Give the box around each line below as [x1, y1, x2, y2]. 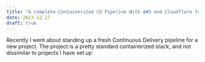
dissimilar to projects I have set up [6, 49, 93, 57]
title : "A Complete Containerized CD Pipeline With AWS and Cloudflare [6, 8, 192, 15]
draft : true [6, 20, 37, 26]
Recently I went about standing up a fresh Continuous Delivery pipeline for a [6, 37, 198, 44]
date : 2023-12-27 [6, 14, 51, 20]
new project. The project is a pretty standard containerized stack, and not [6, 43, 192, 50]
